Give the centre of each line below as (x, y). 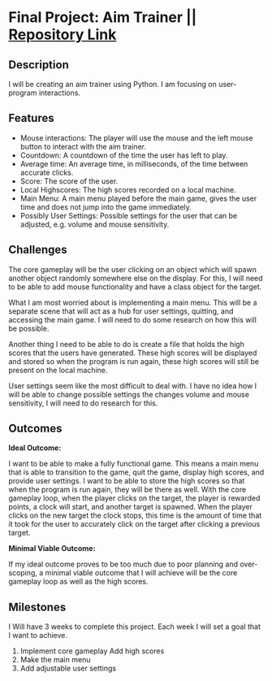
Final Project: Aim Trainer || (103, 17)
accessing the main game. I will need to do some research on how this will (133, 319)
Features (31, 118)
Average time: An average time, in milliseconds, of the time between (134, 163)
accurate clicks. (47, 172)
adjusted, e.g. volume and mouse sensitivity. (95, 224)
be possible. (29, 328)
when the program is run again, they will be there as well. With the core (127, 490)
